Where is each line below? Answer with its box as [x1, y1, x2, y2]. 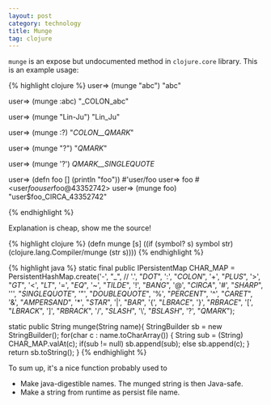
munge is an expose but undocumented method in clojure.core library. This [8, 57, 258, 66]
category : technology [8, 19, 82, 27]
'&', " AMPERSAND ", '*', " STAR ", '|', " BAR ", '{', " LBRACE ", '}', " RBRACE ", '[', [8, 297, 253, 307]
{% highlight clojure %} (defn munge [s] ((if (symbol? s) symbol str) [8, 239, 234, 249]
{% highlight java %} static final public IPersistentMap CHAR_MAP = [8, 264, 235, 273]
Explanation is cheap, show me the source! [8, 223, 152, 233]
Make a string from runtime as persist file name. [19, 387, 180, 397]
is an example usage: [8, 65, 79, 75]
